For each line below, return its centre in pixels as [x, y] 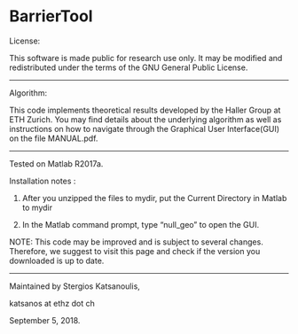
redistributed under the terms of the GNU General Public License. [129, 67]
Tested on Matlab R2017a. [56, 163]
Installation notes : [43, 181]
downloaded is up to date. [57, 260]
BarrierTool [51, 16]
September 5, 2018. [45, 320]
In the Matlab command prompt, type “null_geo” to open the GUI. [141, 224]
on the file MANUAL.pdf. [54, 138]
